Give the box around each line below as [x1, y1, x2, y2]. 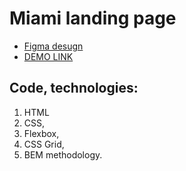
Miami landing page [9, 7, 177, 30]
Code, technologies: [9, 80, 139, 97]
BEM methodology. [23, 148, 103, 161]
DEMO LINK [23, 50, 74, 62]
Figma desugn [23, 40, 84, 52]
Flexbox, [23, 127, 60, 139]
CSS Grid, [23, 138, 65, 150]
